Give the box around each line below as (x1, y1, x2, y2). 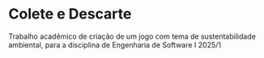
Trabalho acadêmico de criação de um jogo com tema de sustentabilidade (8, 31, 257, 41)
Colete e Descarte (8, 5, 132, 23)
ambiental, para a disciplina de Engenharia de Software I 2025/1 (8, 39, 221, 49)
